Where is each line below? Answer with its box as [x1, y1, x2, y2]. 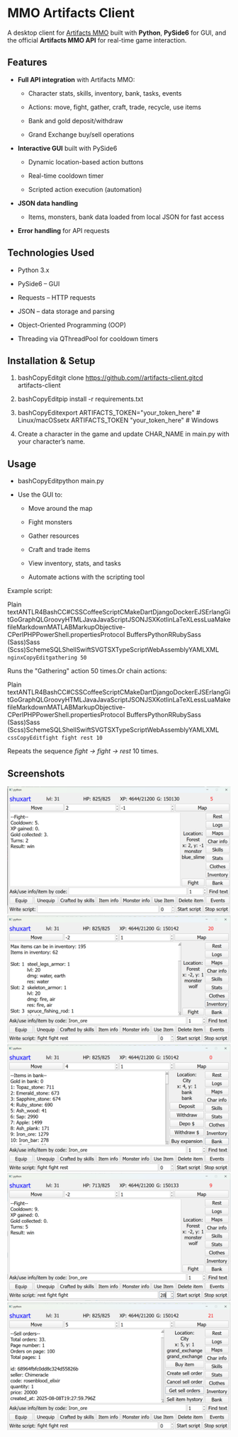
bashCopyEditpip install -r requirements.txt [17, 395, 144, 403]
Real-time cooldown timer [28, 171, 104, 180]
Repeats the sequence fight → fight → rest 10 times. [7, 747, 159, 755]
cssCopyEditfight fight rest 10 [7, 735, 103, 742]
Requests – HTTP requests [17, 293, 96, 302]
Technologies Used [7, 247, 94, 259]
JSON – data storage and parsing [17, 307, 115, 315]
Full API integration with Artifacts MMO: [17, 75, 135, 84]
